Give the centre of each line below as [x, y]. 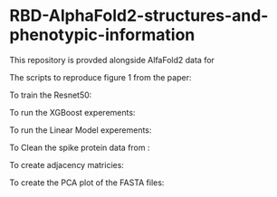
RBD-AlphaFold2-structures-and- [139, 16]
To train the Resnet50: [51, 95]
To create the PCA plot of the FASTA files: [87, 183]
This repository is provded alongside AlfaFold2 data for [112, 60]
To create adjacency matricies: [67, 164]
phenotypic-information [102, 35]
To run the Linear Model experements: [81, 130]
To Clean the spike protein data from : [80, 147]
